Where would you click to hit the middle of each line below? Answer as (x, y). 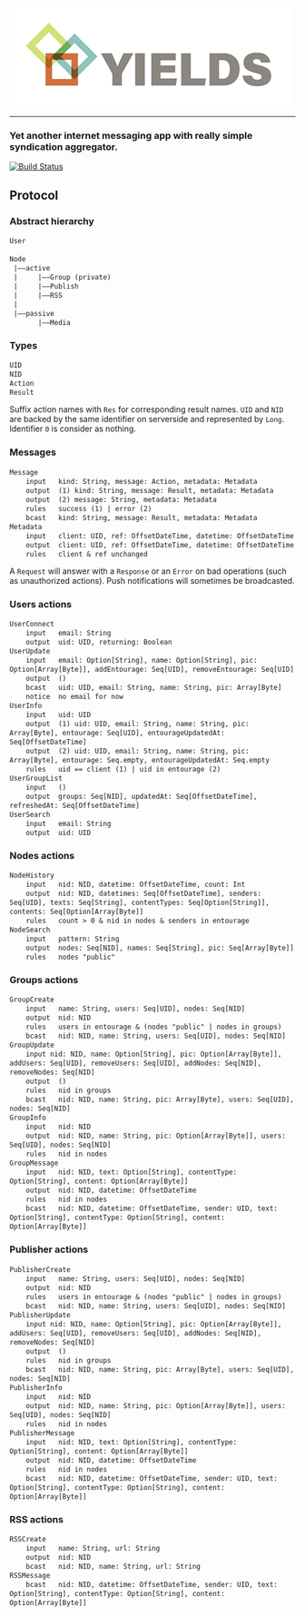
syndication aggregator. (64, 146)
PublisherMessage (42, 1433)
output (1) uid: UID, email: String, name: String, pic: (138, 724)
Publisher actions (49, 1249)
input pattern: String (73, 939)
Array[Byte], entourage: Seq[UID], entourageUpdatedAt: (117, 733)
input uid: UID (59, 714)
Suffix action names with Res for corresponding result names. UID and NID (147, 409)
